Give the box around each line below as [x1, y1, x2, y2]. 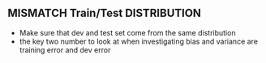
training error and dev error [19, 44, 111, 55]
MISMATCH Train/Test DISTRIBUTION [7, 6, 202, 20]
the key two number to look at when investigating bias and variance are [19, 36, 259, 46]
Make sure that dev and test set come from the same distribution [19, 27, 236, 37]
